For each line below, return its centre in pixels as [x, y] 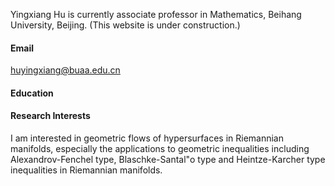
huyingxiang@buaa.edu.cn [65, 70]
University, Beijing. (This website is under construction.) [125, 25]
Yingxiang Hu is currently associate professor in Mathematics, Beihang [156, 14]
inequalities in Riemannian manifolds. [86, 170]
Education [32, 93]
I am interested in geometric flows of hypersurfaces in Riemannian [147, 138]
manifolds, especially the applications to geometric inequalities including [160, 148]
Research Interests [50, 116]
